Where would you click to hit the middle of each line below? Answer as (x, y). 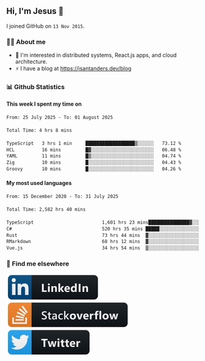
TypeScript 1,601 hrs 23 (71, 222)
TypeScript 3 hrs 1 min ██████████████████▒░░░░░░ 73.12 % (94, 143)
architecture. (31, 62)
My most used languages (39, 183)
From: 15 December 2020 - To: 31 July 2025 (63, 197)
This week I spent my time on (44, 104)
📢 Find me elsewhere (38, 264)
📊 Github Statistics (36, 87)
